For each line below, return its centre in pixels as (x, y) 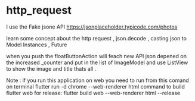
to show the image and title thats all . (51, 68)
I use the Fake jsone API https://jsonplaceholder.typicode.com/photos (92, 27)
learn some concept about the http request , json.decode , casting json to (96, 38)
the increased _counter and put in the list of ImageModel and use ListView (97, 62)
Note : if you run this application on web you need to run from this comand (97, 80)
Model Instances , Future (37, 45)
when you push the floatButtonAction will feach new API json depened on (96, 56)
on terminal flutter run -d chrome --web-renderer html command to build (95, 86)
